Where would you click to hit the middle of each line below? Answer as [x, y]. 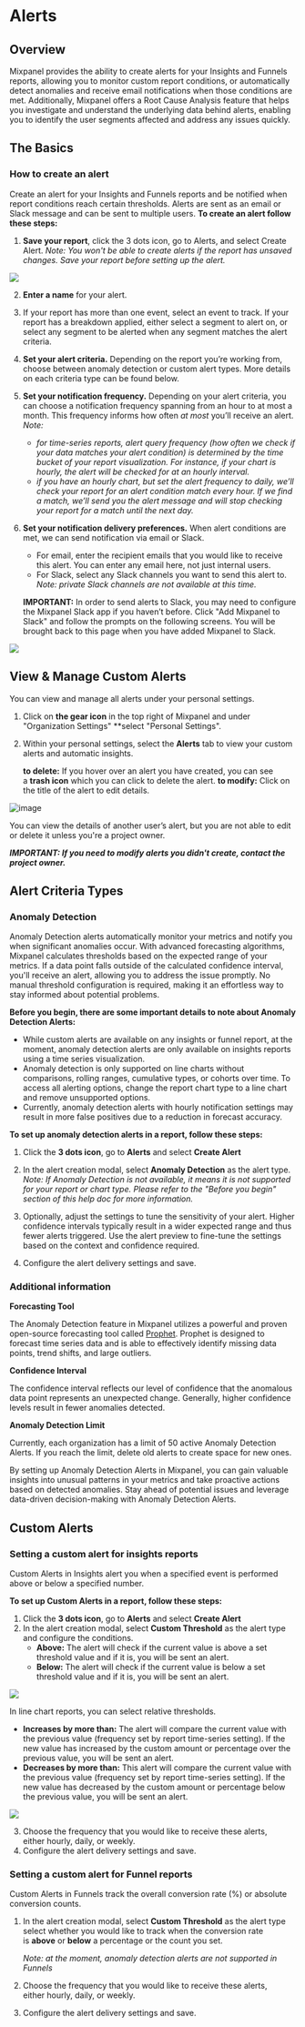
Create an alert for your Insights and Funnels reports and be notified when [148, 194]
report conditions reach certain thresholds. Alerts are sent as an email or [146, 203]
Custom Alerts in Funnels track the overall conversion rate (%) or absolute [148, 1894]
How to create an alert [59, 174]
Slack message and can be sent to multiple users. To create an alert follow [150, 213]
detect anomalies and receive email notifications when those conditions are [151, 91]
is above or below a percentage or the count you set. [122, 1941]
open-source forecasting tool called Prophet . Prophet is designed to [137, 1333]
